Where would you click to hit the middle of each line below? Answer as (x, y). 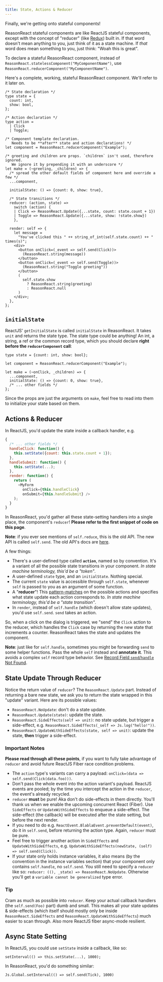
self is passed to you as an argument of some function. (68, 587)
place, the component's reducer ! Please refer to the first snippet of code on (82, 522)
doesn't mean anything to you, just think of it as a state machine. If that (76, 43)
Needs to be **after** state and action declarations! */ (72, 143)
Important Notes (25, 748)
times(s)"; (16, 241)
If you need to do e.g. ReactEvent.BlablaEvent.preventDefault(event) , (83, 825)
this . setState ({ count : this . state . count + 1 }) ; (63, 453)
